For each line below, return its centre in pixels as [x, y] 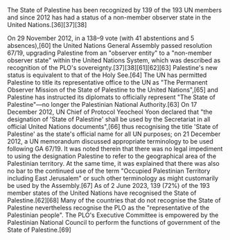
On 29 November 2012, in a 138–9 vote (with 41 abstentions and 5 [101, 38]
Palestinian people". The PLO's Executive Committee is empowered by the [113, 215]
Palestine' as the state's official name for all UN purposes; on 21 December [114, 134]
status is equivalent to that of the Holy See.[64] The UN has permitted [107, 75]
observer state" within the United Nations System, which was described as [114, 60]
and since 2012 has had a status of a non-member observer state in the [109, 17]
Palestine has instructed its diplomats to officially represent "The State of [112, 97]
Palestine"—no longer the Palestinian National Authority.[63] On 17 [102, 104]
